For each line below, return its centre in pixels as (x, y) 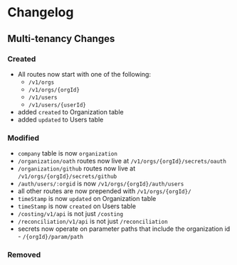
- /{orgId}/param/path (51, 237)
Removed (24, 255)
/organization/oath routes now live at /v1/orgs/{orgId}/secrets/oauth (122, 161)
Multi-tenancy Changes (61, 39)
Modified (23, 138)
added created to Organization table (70, 112)
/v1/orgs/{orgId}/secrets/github (67, 177)
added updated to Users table (60, 119)
